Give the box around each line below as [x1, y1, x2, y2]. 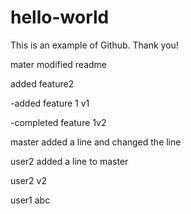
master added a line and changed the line [10, 136, 182, 148]
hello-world [10, 6, 110, 29]
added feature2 [10, 77, 75, 90]
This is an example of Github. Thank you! [10, 39, 179, 51]
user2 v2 [10, 174, 47, 186]
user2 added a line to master [10, 155, 129, 167]
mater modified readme [10, 58, 107, 70]
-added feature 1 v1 [10, 97, 90, 109]
